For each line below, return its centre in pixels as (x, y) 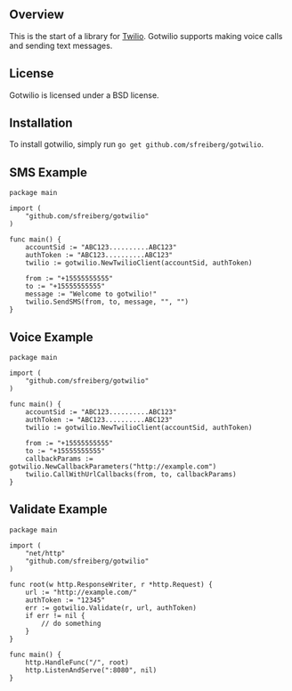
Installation (41, 123)
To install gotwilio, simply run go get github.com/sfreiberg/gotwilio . (137, 144)
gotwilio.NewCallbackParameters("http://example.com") (113, 467)
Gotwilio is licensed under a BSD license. (84, 95)
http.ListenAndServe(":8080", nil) (91, 670)
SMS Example (48, 172)
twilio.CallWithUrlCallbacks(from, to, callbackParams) (131, 475)
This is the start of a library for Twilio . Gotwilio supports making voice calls (146, 36)
